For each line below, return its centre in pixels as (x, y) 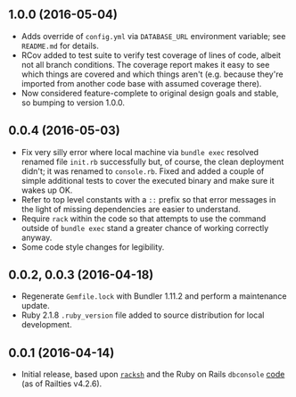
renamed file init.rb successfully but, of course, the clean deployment (152, 161)
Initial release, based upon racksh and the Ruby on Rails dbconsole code (153, 375)
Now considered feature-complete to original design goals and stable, (150, 93)
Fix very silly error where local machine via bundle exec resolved (140, 152)
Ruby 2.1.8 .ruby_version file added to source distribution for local (143, 315)
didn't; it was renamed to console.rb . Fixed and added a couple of (143, 171)
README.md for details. (60, 45)
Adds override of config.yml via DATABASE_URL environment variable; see (153, 36)
